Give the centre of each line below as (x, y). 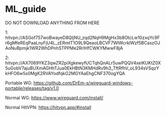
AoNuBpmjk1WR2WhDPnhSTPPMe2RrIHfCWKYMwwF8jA (64, 48)
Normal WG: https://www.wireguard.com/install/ (54, 98)
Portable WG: (19, 83)
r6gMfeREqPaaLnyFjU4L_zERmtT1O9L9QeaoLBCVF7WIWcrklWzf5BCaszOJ (83, 42)
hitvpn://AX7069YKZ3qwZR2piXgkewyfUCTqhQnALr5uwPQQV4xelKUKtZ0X (83, 63)
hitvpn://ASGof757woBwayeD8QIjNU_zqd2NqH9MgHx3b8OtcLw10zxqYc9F (83, 38)
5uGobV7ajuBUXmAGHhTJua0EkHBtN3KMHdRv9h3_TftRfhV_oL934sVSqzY (82, 68)
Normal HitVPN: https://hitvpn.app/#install (48, 107)
